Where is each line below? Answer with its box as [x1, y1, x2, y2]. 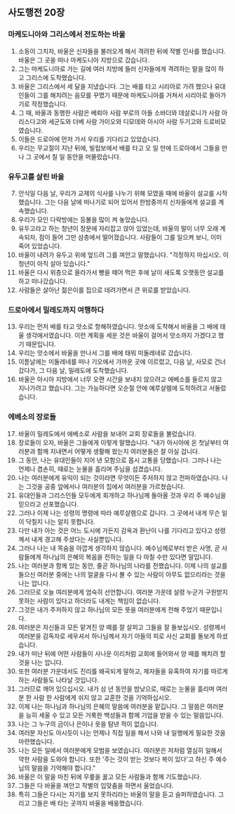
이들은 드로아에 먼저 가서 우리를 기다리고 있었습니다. [18, 134, 161, 143]
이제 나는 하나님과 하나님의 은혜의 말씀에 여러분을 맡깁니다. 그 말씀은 [18, 702, 206, 711]
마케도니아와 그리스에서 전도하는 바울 [8, 30, 126, 39]
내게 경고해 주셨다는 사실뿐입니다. [31, 535, 123, 543]
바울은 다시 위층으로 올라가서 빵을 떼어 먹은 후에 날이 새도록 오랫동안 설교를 [18, 268, 224, 276]
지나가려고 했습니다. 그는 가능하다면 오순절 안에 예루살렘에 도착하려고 [18, 384, 208, 393]
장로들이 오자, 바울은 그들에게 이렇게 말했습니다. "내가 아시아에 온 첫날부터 [18, 438, 222, 447]
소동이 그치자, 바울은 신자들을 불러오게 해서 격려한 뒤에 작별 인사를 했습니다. [18, 46, 227, 55]
